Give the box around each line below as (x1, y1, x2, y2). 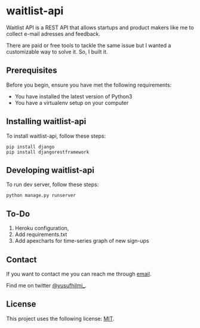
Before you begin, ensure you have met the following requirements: (6, 81, 172, 88)
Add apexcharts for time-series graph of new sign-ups (14, 237, 149, 245)
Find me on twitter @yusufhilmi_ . (6, 282, 87, 289)
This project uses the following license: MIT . (6, 315, 115, 322)
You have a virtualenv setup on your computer (14, 99, 129, 106)
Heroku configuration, (14, 225, 69, 232)
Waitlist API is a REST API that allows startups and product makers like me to (6, 24, 194, 31)
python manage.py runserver (6, 193, 76, 199)
